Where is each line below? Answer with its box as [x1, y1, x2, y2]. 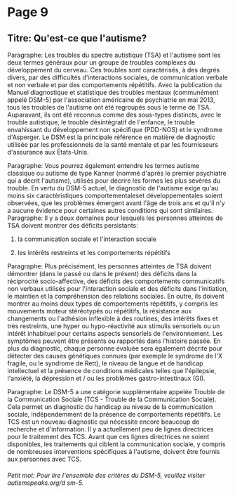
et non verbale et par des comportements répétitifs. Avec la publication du [7, 81, 222, 89]
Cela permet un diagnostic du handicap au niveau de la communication [7, 403, 213, 411]
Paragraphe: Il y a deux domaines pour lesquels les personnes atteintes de [7, 214, 223, 222]
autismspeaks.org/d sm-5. [7, 479, 84, 487]
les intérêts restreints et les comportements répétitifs [17, 249, 170, 256]
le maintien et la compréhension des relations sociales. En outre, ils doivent [7, 292, 224, 300]
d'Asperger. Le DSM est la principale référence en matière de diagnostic [7, 133, 216, 141]
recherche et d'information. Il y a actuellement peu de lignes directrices [7, 425, 214, 433]
